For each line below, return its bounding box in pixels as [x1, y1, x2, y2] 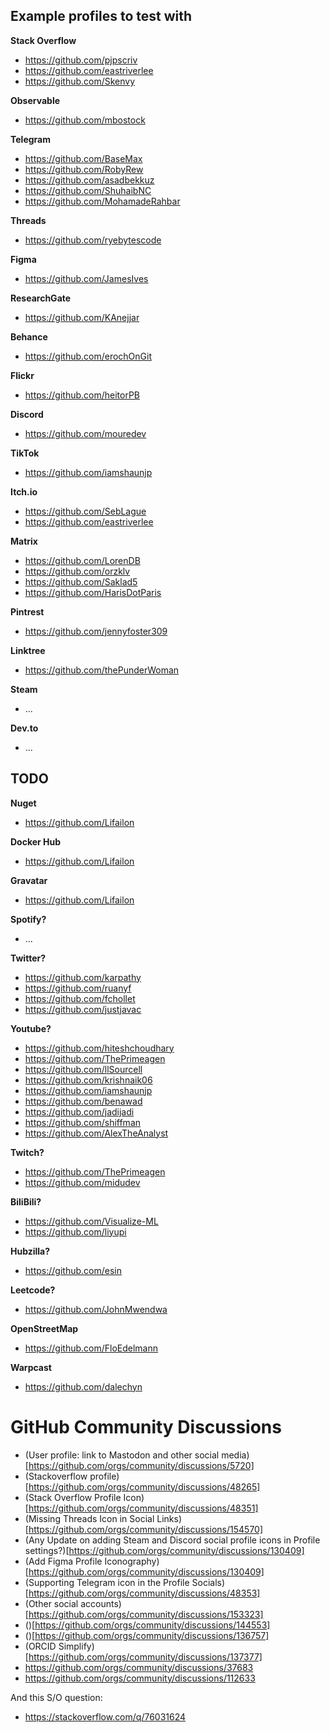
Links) [156, 1512, 182, 1524]
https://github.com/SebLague [24, 505, 147, 517]
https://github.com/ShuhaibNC [24, 184, 152, 196]
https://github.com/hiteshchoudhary [24, 1042, 175, 1054]
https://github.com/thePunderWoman [24, 664, 180, 676]
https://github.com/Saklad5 [24, 575, 138, 588]
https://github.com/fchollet [24, 992, 136, 1004]
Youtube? [10, 1022, 52, 1034]
